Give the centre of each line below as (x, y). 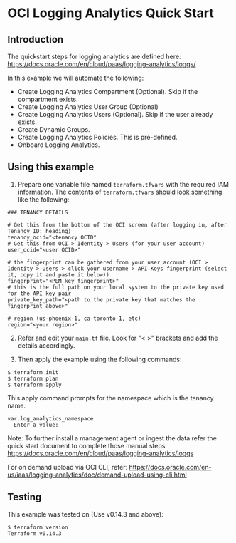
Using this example (51, 167)
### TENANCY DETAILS (38, 212)
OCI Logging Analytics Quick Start (111, 13)
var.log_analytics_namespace (50, 418)
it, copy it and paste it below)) (59, 275)
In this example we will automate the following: (76, 78)
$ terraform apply (34, 385)
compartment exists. (48, 99)
